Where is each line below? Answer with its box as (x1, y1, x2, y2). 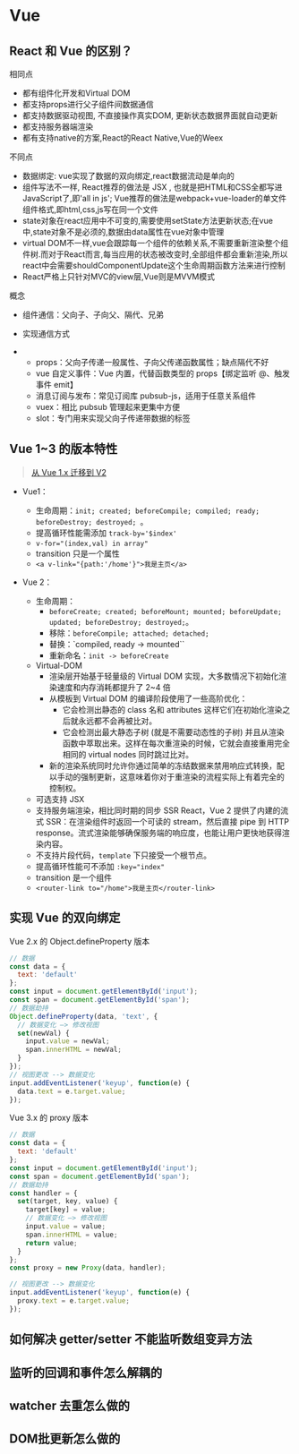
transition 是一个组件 (35, 872, 112, 883)
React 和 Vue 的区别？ (9, 43, 132, 58)
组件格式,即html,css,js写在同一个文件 (21, 204, 158, 215)
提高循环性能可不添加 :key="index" (35, 860, 166, 871)
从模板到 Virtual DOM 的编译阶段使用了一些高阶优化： (48, 693, 248, 704)
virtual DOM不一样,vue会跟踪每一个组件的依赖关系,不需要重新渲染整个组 (21, 238, 289, 248)
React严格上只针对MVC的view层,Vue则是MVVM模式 (21, 271, 215, 282)
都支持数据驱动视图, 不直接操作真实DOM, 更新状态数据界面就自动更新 (21, 110, 278, 121)
